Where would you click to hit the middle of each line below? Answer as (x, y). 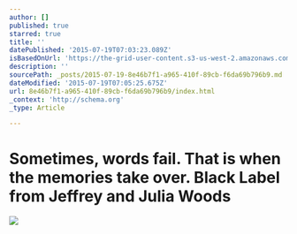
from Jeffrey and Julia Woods (120, 196)
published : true (39, 26)
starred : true (35, 34)
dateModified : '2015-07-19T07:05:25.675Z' (88, 83)
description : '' (39, 67)
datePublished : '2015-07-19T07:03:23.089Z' (91, 50)
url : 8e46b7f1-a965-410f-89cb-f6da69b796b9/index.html (112, 91)
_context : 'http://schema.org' (67, 99)
